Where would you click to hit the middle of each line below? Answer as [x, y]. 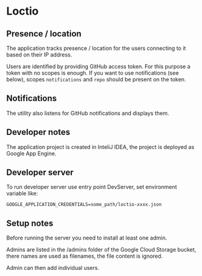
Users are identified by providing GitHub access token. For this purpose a [98, 66]
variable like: [22, 193]
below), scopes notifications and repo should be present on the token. [96, 79]
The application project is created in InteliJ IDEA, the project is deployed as [100, 147]
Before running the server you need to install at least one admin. [87, 238]
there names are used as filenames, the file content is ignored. [85, 256]
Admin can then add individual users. [53, 268]
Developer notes [38, 132]
